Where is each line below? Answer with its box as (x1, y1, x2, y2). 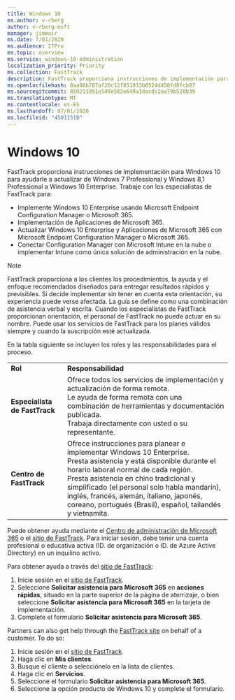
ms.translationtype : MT (7, 95, 77, 102)
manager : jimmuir (7, 29, 58, 37)
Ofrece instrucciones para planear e (66, 438, 186, 448)
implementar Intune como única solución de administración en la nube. (17, 247, 222, 256)
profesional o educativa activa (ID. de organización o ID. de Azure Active (7, 541, 216, 549)
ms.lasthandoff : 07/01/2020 (7, 108, 90, 115)
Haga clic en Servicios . (17, 669, 85, 678)
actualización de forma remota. (66, 384, 169, 393)
